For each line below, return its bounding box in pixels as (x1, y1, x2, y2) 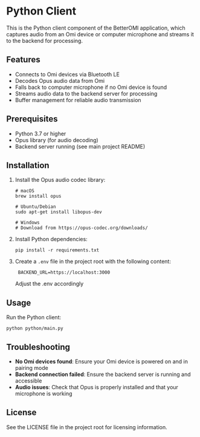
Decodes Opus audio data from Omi (15, 77, 105, 84)
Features (6, 54, 40, 65)
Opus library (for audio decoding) (15, 136, 98, 143)
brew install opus (15, 193, 62, 199)
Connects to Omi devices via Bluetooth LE (15, 71, 120, 78)
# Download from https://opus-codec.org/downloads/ (15, 225, 148, 231)
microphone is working (15, 390, 73, 397)
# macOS (15, 188, 34, 194)
